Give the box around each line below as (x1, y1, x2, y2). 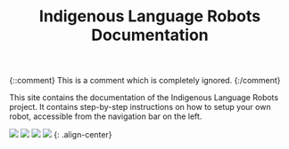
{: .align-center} (53, 129, 112, 140)
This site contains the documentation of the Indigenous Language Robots (9, 92, 279, 103)
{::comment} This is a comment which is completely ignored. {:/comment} (9, 75, 281, 86)
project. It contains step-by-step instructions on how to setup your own (9, 102, 271, 113)
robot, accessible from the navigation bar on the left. (9, 111, 202, 122)
